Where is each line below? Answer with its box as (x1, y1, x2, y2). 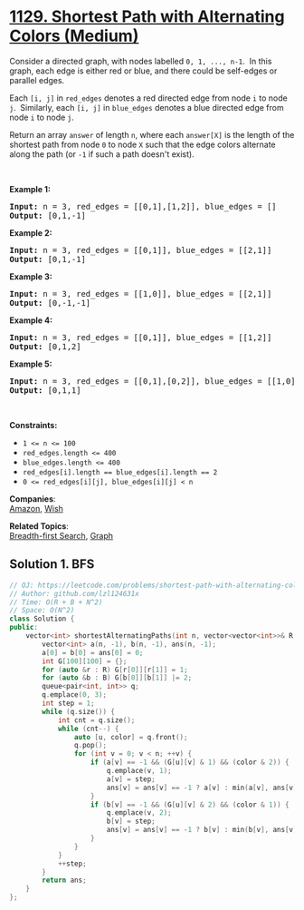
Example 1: (9, 183, 52, 194)
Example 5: (9, 358, 52, 369)
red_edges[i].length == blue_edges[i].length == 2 (22, 467, 218, 477)
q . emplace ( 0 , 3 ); (42, 690, 107, 700)
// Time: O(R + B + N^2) (9, 597, 103, 607)
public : (9, 623, 39, 632)
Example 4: (9, 315, 52, 326)
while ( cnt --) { (57, 724, 119, 733)
